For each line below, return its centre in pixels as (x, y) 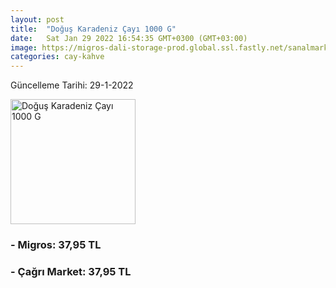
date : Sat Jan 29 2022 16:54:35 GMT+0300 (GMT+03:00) (129, 38)
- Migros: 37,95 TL (56, 245)
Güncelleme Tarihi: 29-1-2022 (72, 85)
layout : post (37, 19)
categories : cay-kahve (57, 57)
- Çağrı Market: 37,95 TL (71, 271)
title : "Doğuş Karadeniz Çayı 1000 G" (93, 29)
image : (24, 47)
